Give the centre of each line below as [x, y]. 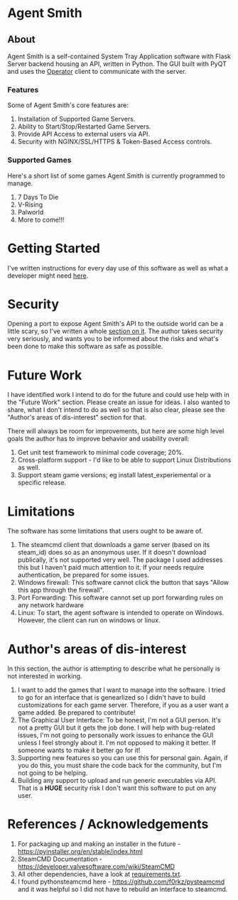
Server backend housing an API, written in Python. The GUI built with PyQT [117, 64]
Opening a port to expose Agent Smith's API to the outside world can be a [115, 324]
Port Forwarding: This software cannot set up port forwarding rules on [120, 597]
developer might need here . [48, 276]
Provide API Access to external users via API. [84, 134]
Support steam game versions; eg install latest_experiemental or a [114, 475]
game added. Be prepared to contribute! [76, 712]
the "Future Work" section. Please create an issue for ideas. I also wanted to [119, 402]
